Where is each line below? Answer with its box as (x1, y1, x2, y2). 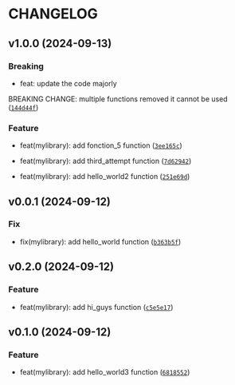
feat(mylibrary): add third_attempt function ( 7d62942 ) (19, 157, 192, 166)
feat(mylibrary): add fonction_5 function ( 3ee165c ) (19, 141, 182, 150)
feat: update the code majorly (19, 78, 117, 88)
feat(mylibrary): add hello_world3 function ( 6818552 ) (19, 367, 190, 377)
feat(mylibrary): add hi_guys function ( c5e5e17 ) (19, 302, 174, 312)
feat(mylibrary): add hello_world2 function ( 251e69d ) (19, 172, 190, 181)
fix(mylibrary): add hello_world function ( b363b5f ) (19, 236, 182, 246)
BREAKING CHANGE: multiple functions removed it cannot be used (8, 93, 229, 104)
